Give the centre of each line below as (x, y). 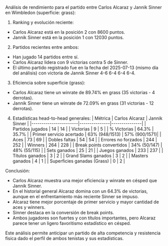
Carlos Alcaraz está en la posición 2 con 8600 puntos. (69, 32)
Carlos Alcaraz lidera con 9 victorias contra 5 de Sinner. (70, 62)
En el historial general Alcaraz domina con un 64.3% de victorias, (80, 191)
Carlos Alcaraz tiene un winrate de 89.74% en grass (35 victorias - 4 (83, 92)
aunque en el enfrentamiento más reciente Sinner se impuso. (76, 196)
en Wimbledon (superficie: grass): (40, 13)
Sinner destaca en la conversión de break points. (63, 213)
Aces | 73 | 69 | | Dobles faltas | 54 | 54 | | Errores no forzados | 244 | (85, 140)
